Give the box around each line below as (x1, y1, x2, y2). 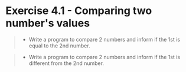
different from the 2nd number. (28, 60, 105, 67)
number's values (5, 16, 90, 30)
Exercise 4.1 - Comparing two (5, 4, 152, 18)
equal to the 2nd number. (28, 42, 90, 49)
